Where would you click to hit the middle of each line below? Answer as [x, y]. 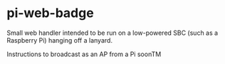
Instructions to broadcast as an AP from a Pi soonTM [84, 54]
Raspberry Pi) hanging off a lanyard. [60, 40]
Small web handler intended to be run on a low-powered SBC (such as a [112, 33]
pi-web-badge [50, 13]
